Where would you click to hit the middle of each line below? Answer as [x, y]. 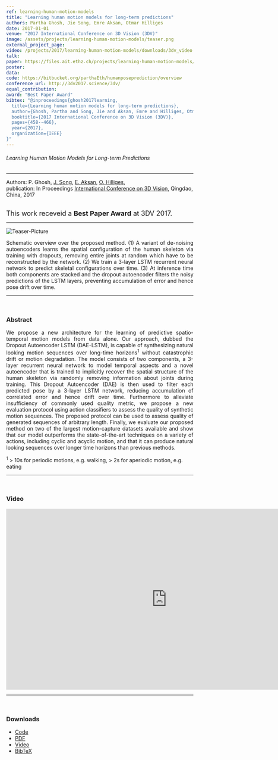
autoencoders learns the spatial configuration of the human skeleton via [100, 249]
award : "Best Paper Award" [40, 95]
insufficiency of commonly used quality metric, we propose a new [100, 403]
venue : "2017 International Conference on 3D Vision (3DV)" [82, 34]
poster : [16, 67]
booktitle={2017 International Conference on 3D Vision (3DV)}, [93, 117]
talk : [13, 56]
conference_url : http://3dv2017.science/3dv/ [63, 84]
